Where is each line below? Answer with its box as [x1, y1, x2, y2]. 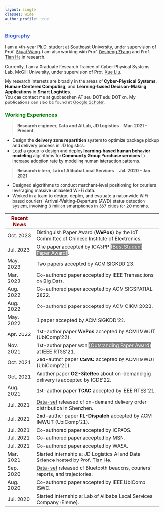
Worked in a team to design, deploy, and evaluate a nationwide [12, 192, 139, 199]
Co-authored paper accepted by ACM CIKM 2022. [36, 303, 153, 309]
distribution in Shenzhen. [36, 404, 94, 411]
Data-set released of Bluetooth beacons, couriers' [36, 464, 152, 471]
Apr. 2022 [7, 331, 31, 337]
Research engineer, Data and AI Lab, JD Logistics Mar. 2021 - [17, 122, 147, 128]
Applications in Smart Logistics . [5, 89, 72, 95]
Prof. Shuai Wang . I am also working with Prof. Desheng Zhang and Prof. [5, 49, 150, 54]
